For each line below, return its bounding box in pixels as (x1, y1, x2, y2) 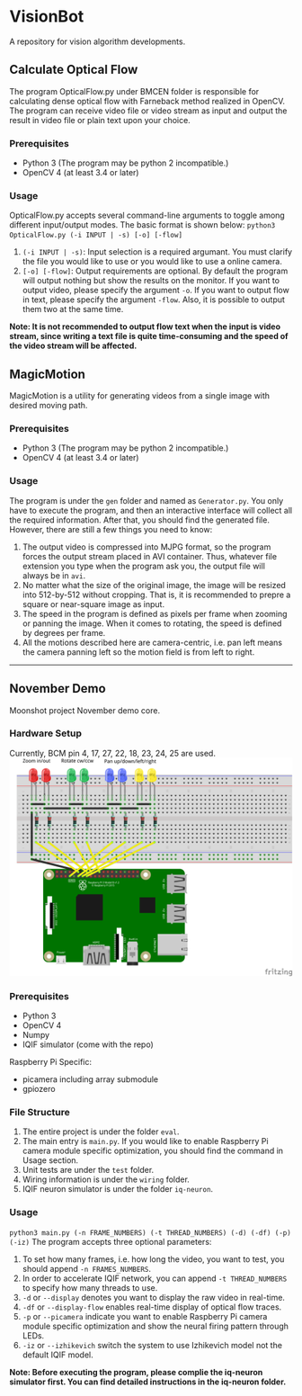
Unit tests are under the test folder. (22, 1165, 155, 1176)
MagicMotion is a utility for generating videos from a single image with (9, 390, 271, 401)
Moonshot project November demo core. (9, 704, 160, 716)
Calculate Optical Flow (9, 62, 138, 77)
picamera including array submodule (22, 1074, 159, 1085)
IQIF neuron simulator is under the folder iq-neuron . (22, 1184, 214, 1195)
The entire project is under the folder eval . (22, 1126, 180, 1137)
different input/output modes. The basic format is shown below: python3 (9, 219, 276, 230)
